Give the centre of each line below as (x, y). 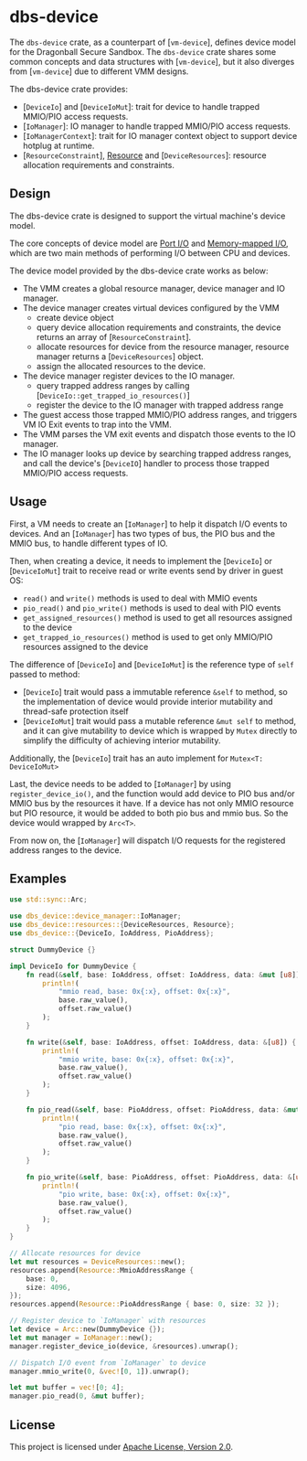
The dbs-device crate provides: (69, 89)
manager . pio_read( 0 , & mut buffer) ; (77, 1396)
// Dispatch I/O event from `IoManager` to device (108, 1363)
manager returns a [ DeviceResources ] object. (120, 356)
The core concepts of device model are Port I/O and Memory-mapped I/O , (149, 243)
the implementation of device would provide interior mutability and (148, 701)
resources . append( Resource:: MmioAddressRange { (102, 1270)
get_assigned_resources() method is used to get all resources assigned (157, 617)
